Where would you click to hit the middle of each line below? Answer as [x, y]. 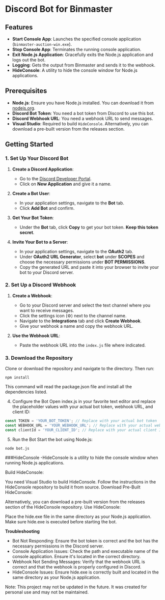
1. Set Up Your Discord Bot [37, 158]
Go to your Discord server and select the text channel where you [85, 305]
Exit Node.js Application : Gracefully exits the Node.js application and [83, 55]
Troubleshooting [23, 531]
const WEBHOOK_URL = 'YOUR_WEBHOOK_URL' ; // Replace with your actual [79, 425]
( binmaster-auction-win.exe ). [42, 44]
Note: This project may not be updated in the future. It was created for [76, 587]
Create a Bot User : [31, 193]
